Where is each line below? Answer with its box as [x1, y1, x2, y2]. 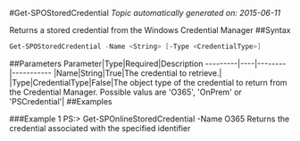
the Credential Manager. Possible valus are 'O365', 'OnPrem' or [9, 87, 243, 97]
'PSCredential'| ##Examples [9, 95, 112, 106]
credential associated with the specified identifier [9, 122, 191, 133]
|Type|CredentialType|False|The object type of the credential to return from [9, 77, 287, 87]
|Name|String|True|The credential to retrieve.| [53, 67, 222, 79]
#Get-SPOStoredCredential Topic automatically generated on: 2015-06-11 [9, 8, 281, 18]
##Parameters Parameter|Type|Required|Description [9, 58, 204, 69]
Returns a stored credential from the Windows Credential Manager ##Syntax [9, 25, 291, 35]
